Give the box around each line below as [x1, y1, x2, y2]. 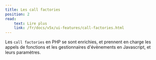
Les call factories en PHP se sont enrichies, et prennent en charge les [5, 39, 151, 45]
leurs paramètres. [5, 50, 41, 56]
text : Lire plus [14, 21, 48, 26]
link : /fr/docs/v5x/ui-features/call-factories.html [14, 26, 125, 30]
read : [5, 16, 16, 21]
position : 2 [5, 12, 30, 17]
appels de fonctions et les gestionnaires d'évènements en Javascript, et [5, 44, 151, 50]
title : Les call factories [5, 7, 61, 12]
